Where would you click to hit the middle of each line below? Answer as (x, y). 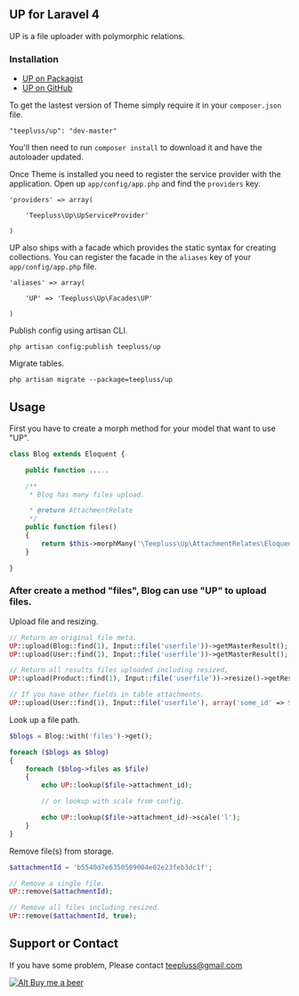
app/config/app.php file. (53, 267)
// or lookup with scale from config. (113, 802)
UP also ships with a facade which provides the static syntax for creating (143, 247)
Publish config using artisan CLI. (69, 331)
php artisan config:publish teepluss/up (85, 347)
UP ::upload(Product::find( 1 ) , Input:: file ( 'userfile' (111, 679)
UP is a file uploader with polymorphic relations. (97, 36)
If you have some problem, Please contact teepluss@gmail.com (126, 965)
